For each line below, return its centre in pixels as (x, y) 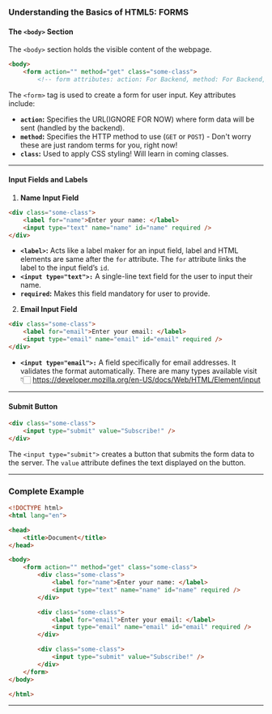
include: (22, 103)
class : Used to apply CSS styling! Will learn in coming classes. (124, 153)
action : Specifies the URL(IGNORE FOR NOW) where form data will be (137, 119)
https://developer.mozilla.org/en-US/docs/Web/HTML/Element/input (146, 379)
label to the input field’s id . (64, 268)
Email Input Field (49, 310)
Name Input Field (49, 198)
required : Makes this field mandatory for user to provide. (115, 293)
